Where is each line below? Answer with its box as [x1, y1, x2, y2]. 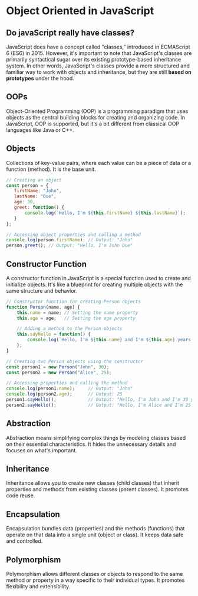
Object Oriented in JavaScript [6, 4, 154, 18]
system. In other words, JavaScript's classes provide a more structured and [6, 62, 190, 69]
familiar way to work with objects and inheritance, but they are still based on [6, 69, 192, 75]
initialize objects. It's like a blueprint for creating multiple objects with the [6, 281, 183, 288]
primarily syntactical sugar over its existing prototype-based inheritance [6, 56, 181, 63]
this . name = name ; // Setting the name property [16, 309, 138, 316]
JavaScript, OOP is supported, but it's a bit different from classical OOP [6, 120, 180, 127]
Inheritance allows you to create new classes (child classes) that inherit [6, 480, 180, 487]
